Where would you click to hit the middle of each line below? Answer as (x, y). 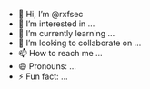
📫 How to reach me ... (60, 53)
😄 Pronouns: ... (47, 66)
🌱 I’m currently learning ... (66, 33)
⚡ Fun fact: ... (43, 76)
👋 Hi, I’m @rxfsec (50, 14)
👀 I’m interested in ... (56, 24)
